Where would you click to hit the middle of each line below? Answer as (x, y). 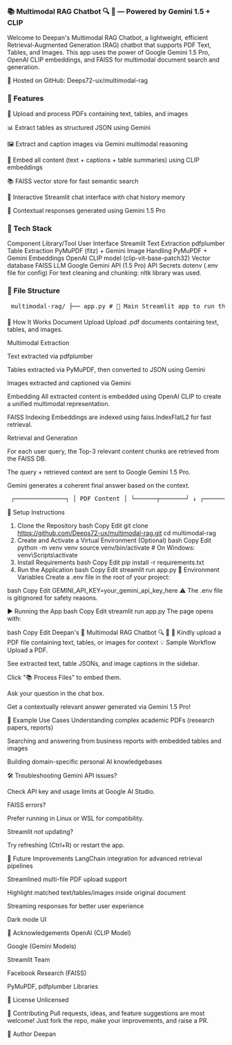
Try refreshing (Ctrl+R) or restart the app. (66, 845)
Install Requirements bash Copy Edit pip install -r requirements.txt (110, 562)
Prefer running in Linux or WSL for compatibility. (76, 818)
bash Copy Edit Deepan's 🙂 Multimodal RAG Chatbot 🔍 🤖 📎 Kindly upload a (114, 633)
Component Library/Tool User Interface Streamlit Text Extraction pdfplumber (116, 243)
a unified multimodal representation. (59, 404)
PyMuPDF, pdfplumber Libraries (53, 987)
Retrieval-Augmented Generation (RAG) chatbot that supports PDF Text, (109, 45)
